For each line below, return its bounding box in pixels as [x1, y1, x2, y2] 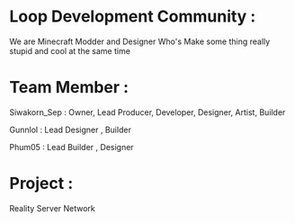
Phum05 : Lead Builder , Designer [9, 141, 134, 152]
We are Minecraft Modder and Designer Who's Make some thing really [9, 36, 271, 47]
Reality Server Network [9, 202, 96, 213]
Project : [9, 174, 74, 194]
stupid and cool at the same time [9, 45, 130, 56]
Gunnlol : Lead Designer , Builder [9, 124, 132, 135]
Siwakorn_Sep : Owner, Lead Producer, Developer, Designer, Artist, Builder [9, 106, 286, 118]
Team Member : [9, 77, 129, 98]
